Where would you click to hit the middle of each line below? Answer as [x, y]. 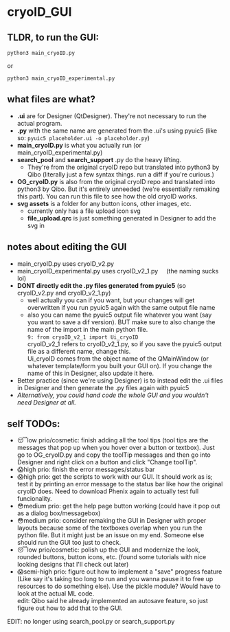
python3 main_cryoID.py [41, 53]
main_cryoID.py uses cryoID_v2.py [66, 263]
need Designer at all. [47, 402]
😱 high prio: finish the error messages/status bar [86, 470]
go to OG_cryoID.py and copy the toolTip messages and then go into [114, 455]
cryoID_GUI [39, 12]
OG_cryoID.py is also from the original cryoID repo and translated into [116, 181]
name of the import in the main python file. [88, 329]
